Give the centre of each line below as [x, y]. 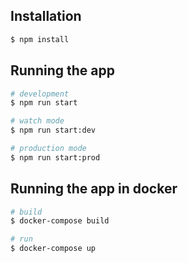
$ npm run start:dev [53, 130]
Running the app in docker [94, 189]
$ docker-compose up [53, 249]
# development [40, 94]
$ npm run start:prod [55, 157]
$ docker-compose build [60, 221]
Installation [46, 16]
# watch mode [37, 121]
